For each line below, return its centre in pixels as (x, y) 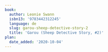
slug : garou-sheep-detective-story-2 (49, 28)
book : (10, 10)
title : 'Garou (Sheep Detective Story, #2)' (57, 33)
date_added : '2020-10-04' (36, 42)
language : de (23, 24)
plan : (10, 38)
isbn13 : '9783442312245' (35, 19)
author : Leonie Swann (32, 14)
